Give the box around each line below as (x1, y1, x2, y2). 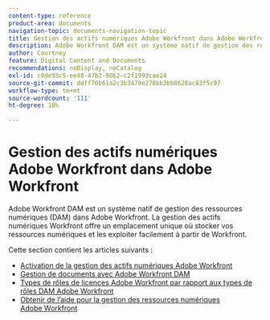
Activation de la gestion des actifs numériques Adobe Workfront (19, 261, 233, 270)
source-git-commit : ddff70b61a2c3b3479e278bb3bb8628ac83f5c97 (8, 79, 221, 87)
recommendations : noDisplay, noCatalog (8, 64, 142, 72)
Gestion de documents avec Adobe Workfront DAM (19, 269, 190, 279)
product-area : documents (8, 19, 92, 27)
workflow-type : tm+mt (8, 86, 81, 95)
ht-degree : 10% (8, 101, 59, 109)
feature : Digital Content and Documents (8, 57, 146, 65)
